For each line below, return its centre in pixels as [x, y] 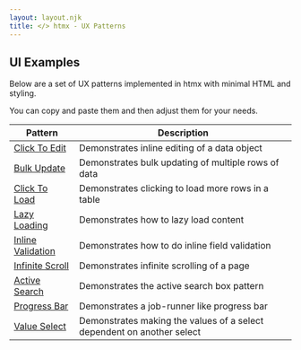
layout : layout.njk [46, 17]
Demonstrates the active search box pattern [172, 286]
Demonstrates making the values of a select [172, 321]
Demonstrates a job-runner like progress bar [174, 306]
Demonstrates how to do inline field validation [175, 246]
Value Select [40, 327]
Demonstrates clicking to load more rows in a [174, 188]
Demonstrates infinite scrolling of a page [164, 266]
